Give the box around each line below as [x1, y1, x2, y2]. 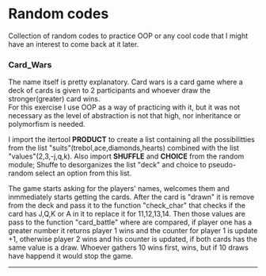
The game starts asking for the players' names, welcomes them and [8, 184, 230, 194]
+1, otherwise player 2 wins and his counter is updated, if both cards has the [8, 235, 257, 244]
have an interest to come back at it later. [8, 39, 139, 48]
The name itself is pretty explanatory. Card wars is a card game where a [8, 77, 243, 87]
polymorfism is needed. [8, 120, 85, 129]
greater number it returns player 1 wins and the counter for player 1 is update [8, 226, 258, 236]
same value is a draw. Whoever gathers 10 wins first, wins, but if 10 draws [8, 243, 249, 252]
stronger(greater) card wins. [8, 94, 101, 104]
